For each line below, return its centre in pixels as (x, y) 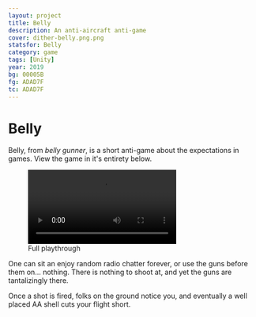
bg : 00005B (26, 74)
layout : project (35, 15)
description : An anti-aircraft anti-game (77, 30)
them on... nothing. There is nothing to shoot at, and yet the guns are (120, 272)
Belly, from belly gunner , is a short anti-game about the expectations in (124, 151)
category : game (33, 52)
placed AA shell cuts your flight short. (70, 304)
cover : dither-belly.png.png (56, 38)
